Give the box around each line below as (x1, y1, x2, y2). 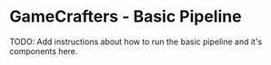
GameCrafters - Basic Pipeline (9, 6, 243, 27)
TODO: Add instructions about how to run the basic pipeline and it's (9, 36, 263, 47)
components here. (9, 45, 78, 56)
